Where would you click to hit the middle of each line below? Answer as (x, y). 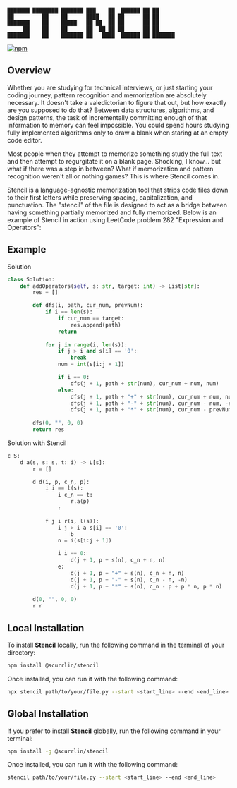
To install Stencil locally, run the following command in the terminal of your (116, 645)
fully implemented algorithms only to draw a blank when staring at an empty (118, 133)
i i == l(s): (64, 488)
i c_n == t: (75, 495)
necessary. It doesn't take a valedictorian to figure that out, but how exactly (117, 102)
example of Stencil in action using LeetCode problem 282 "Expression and (115, 219)
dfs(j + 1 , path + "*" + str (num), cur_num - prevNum (151, 410)
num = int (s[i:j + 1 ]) (91, 365)
